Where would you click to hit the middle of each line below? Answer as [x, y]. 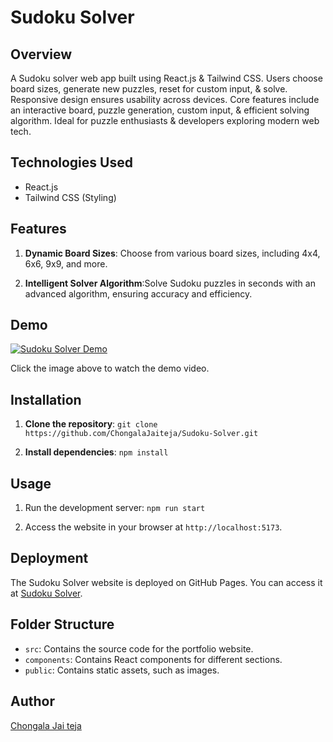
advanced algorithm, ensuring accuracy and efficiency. [138, 293]
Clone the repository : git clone [91, 424]
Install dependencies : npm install [96, 452]
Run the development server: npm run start [115, 508]
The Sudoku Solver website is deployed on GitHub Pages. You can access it [166, 582]
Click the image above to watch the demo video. [110, 368]
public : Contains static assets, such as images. [122, 670]
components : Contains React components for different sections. [153, 659]
